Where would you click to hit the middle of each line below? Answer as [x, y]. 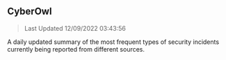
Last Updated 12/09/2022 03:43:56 [75, 28]
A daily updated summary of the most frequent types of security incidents [113, 42]
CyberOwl [30, 12]
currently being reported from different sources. [76, 49]
